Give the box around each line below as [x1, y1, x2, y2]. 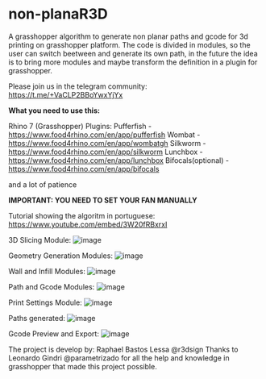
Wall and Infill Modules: [8, 266, 86, 276]
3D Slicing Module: [8, 235, 72, 244]
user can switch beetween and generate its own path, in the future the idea [8, 48, 258, 58]
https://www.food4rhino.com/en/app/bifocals [8, 164, 160, 173]
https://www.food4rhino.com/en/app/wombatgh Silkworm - [8, 138, 207, 148]
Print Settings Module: [8, 298, 82, 307]
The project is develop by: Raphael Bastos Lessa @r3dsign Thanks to [8, 344, 239, 354]
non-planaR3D [8, 5, 108, 23]
